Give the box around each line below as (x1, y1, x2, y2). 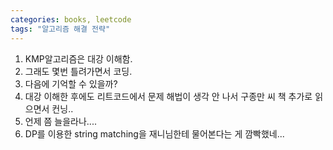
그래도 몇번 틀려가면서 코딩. (24, 65, 133, 77)
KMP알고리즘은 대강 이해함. (24, 52, 133, 65)
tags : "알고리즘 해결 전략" (10, 24, 111, 34)
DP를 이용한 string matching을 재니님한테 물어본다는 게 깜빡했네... (24, 127, 285, 140)
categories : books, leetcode (10, 14, 132, 25)
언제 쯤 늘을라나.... (24, 115, 97, 127)
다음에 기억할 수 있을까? (24, 77, 118, 90)
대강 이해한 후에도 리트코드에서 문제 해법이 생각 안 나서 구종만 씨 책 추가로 (24, 90, 313, 102)
